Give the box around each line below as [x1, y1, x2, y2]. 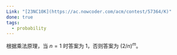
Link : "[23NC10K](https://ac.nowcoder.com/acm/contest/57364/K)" [6, 8, 172, 15]
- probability [11, 25, 46, 31]
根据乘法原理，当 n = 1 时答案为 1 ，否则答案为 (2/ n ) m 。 [6, 41, 142, 49]
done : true [6, 14, 33, 20]
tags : [6, 20, 20, 25]
